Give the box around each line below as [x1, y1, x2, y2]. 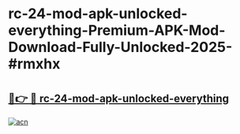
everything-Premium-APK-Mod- [8, 21, 226, 39]
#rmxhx [8, 55, 61, 73]
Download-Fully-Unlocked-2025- [8, 39, 233, 56]
